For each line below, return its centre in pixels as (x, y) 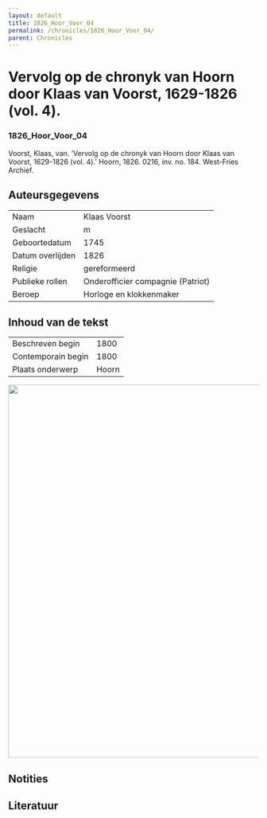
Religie (25, 268)
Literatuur (33, 806)
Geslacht (29, 229)
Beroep (26, 294)
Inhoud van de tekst (58, 322)
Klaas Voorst (107, 216)
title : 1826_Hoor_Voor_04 (51, 23)
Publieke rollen (40, 281)
